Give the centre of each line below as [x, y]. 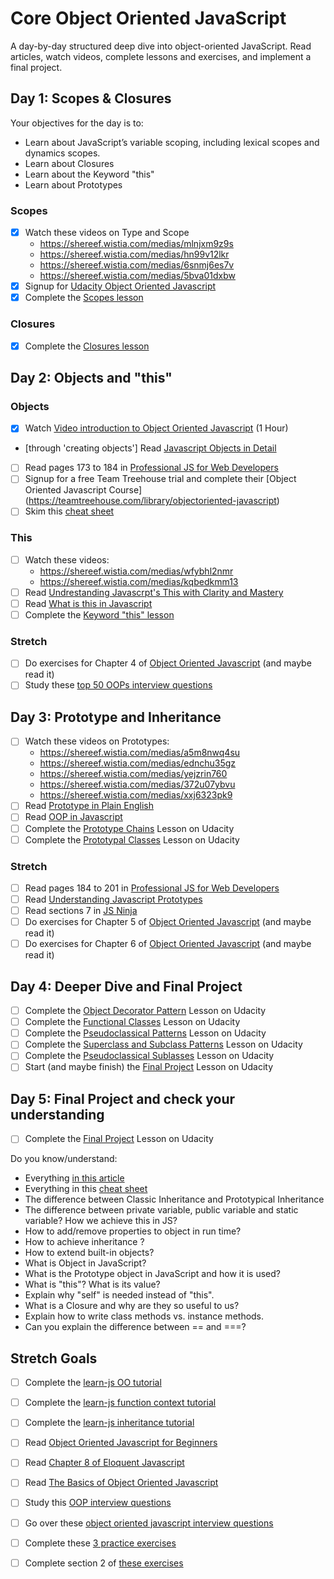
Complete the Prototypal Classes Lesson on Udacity [132, 839]
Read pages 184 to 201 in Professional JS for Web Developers [152, 888]
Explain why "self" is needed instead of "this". [119, 1295]
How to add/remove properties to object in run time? [133, 1231]
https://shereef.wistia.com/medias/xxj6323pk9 [136, 795]
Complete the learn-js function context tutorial [120, 1403]
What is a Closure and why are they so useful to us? [132, 1306]
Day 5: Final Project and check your [123, 1098]
